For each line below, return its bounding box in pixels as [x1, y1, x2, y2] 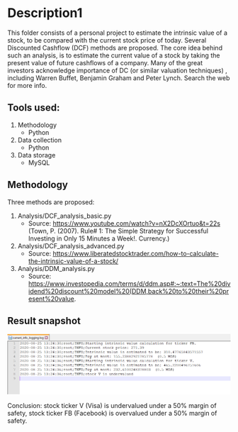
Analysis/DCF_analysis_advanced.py [17, 241, 125, 250]
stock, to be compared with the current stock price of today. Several [7, 35, 207, 44]
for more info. [7, 81, 47, 89]
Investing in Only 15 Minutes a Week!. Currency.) [28, 234, 170, 243]
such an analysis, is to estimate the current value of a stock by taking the [7, 51, 220, 60]
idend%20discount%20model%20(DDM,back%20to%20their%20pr [28, 287, 229, 295]
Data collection [17, 135, 62, 144]
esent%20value [28, 294, 74, 303]
